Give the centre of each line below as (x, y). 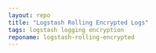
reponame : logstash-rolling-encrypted (71, 37)
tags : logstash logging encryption (66, 30)
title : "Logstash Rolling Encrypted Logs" (78, 23)
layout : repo (29, 15)
